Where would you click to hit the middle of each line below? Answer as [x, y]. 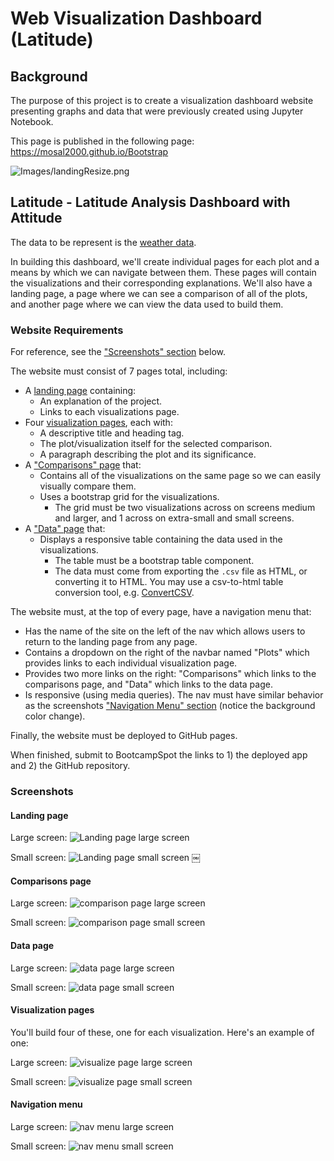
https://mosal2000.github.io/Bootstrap [89, 151]
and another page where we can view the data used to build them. [147, 304]
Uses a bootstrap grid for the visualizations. [129, 497]
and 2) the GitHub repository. [70, 766]
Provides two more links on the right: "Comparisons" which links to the [170, 674]
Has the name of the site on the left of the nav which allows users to [165, 631]
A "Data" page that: [65, 529]
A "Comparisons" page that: [83, 465]
